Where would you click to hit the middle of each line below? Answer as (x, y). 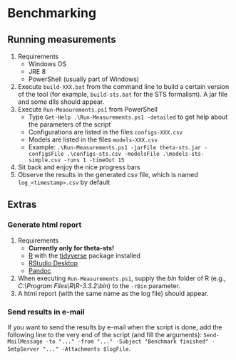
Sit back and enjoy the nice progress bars (79, 167)
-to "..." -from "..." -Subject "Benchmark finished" (127, 342)
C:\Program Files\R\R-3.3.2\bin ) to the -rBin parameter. (99, 285)
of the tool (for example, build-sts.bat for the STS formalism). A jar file (123, 94)
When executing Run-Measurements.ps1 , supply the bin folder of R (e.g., (122, 278)
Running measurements (62, 39)
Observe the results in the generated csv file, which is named (108, 175)
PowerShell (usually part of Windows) (84, 79)
